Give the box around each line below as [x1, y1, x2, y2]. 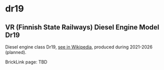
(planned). [5, 49, 26, 55]
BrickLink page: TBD [5, 59, 47, 65]
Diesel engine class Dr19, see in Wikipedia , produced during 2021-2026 [5, 44, 152, 50]
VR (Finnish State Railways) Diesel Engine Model [5, 23, 159, 31]
